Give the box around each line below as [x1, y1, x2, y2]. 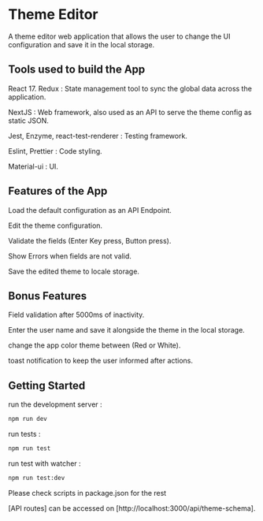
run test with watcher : [8, 459, 81, 468]
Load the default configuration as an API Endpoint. [8, 205, 172, 214]
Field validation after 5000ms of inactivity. [8, 310, 145, 320]
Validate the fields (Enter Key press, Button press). [8, 236, 172, 245]
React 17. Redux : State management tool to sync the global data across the [8, 84, 252, 93]
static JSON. [8, 116, 50, 125]
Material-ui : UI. [8, 162, 59, 171]
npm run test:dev [8, 474, 65, 482]
